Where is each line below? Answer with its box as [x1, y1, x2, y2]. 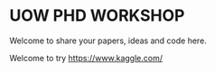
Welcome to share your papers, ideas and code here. [9, 35, 208, 46]
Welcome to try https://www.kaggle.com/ [9, 52, 163, 63]
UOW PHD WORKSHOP [9, 5, 185, 26]
